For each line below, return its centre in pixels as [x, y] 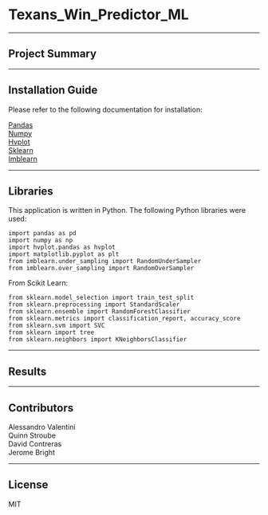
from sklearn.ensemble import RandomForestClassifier [100, 312]
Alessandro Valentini [42, 427]
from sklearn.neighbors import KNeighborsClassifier [98, 340]
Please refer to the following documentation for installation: [106, 109]
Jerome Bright [32, 452]
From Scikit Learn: [38, 283]
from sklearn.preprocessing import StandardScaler [94, 305]
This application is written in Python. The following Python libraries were [127, 210]
